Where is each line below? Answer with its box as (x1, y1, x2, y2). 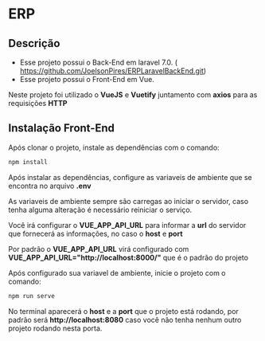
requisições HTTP (8, 99, 68, 108)
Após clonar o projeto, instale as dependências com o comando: (8, 143, 220, 152)
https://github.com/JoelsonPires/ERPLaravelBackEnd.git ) (19, 66, 207, 76)
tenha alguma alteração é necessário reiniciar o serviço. (8, 205, 193, 214)
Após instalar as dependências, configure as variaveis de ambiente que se (8, 172, 252, 182)
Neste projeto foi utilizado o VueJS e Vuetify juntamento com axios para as (8, 90, 258, 100)
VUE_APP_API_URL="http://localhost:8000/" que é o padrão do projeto (8, 253, 249, 262)
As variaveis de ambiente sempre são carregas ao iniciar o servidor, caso (8, 196, 249, 206)
